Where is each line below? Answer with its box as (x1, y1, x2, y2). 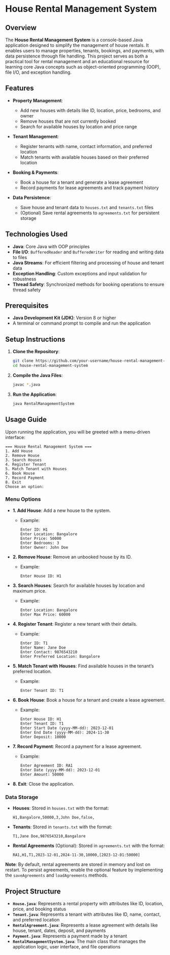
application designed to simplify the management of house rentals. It (5, 42, 149, 48)
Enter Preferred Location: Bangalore (20, 654, 100, 659)
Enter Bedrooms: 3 (20, 540, 59, 545)
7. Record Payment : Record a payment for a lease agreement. (12, 743, 142, 749)
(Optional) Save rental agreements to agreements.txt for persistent (20, 210, 160, 216)
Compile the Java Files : (12, 372, 63, 378)
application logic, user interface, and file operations (12, 943, 121, 949)
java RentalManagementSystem (12, 401, 75, 406)
